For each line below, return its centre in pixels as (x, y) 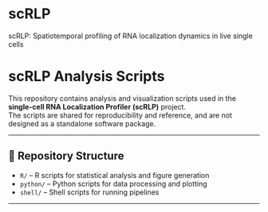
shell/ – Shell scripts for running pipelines (89, 192)
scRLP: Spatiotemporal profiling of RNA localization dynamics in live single (130, 36)
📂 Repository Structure (66, 156)
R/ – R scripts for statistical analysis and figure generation (114, 175)
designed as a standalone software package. (82, 123)
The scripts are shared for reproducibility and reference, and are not (120, 115)
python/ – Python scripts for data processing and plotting (113, 183)
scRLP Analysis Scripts (87, 77)
